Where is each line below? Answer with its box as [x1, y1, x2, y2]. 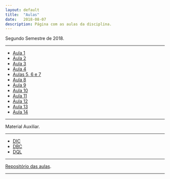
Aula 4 [12, 66, 26, 72]
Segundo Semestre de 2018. [5, 35, 64, 41]
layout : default [5, 7, 39, 13]
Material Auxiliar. [5, 123, 40, 129]
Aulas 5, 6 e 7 [12, 71, 41, 77]
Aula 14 [12, 109, 28, 115]
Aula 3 [12, 61, 26, 67]
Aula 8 [12, 77, 26, 83]
